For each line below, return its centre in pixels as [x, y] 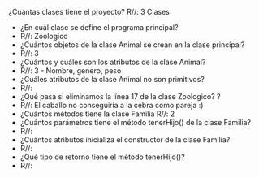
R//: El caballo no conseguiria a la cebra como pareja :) [112, 105]
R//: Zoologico [44, 36]
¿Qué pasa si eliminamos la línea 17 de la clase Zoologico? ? [120, 96]
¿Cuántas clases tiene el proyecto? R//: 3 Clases [89, 12]
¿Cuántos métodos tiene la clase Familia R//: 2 [97, 114]
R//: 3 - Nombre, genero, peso [71, 71]
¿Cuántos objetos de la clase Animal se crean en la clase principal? [132, 45]
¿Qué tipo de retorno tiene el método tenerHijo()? [102, 157]
